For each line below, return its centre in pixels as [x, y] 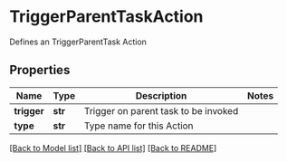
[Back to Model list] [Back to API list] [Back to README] [113, 148]
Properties [40, 70]
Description [161, 95]
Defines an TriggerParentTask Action [78, 42]
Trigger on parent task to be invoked [161, 110]
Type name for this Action [139, 126]
